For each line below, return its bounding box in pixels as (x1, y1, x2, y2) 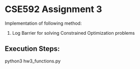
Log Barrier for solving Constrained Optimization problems (12, 30, 135, 36)
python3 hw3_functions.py (5, 58, 61, 64)
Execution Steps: (5, 44, 60, 53)
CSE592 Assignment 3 (5, 4, 102, 15)
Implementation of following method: (5, 20, 82, 26)
